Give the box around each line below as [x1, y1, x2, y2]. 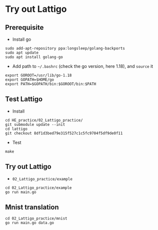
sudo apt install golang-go [5, 55, 63, 59]
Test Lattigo [5, 95, 43, 104]
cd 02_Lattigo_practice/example [5, 185, 72, 190]
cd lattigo [5, 126, 28, 131]
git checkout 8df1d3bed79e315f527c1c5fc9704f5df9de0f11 [5, 130, 123, 136]
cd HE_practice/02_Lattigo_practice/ [5, 117, 83, 122]
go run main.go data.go [5, 221, 54, 226]
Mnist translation [5, 203, 59, 212]
